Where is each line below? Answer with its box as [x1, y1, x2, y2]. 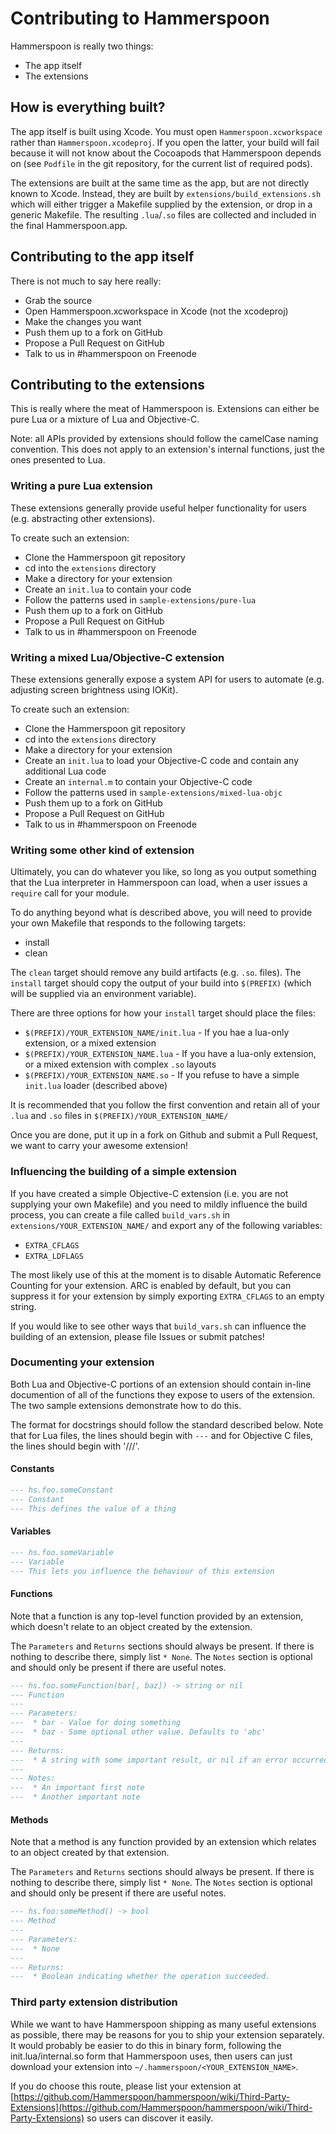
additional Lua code [24, 765, 107, 777]
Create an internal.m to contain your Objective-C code [24, 775, 253, 787]
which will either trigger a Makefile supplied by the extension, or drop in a [10, 198, 313, 210]
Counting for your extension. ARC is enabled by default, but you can [10, 1279, 292, 1291]
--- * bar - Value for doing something [10, 1718, 182, 1728]
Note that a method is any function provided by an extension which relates [10, 1836, 317, 1848]
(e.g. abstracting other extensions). [10, 512, 156, 524]
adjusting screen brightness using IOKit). [10, 683, 179, 696]
